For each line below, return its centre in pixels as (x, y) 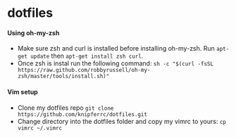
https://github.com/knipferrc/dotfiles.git (82, 114)
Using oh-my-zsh (33, 32)
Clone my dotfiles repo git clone (66, 108)
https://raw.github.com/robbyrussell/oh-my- (84, 70)
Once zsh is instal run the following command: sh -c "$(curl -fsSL (115, 63)
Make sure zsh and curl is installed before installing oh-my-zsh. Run (116, 49)
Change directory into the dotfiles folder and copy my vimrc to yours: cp (122, 121)
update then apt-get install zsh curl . (87, 56)
